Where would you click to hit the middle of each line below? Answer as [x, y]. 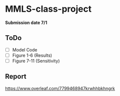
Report [16, 77]
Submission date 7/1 [26, 23]
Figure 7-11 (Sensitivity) [36, 61]
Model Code [25, 49]
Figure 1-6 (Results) [32, 55]
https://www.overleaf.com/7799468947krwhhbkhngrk [60, 88]
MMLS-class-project [48, 9]
